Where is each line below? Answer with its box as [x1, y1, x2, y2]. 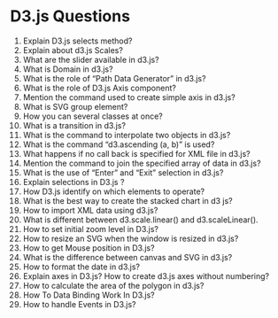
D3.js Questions [10, 6, 131, 27]
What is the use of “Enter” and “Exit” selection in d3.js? [22, 167, 224, 178]
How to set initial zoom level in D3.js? [22, 223, 158, 234]
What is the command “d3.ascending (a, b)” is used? [22, 139, 215, 150]
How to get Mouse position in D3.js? [22, 242, 155, 253]
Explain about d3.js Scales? [22, 44, 123, 55]
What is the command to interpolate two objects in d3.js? [22, 129, 231, 140]
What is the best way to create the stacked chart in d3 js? [22, 195, 233, 206]
